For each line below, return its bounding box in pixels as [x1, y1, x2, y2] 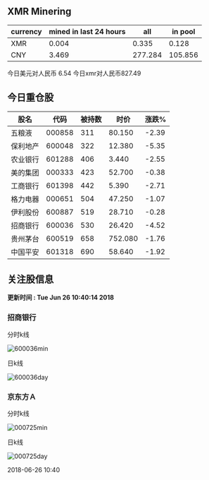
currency [11, 26, 42, 36]
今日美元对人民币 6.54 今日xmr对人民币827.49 [7, 68, 141, 77]
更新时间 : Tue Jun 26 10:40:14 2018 [7, 293, 115, 302]
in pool [172, 26, 196, 36]
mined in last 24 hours [49, 26, 126, 36]
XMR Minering [7, 6, 72, 18]
